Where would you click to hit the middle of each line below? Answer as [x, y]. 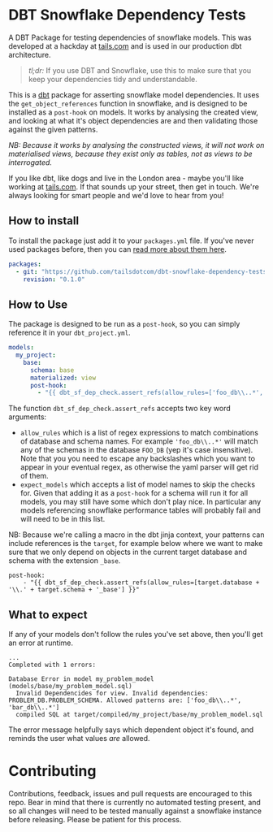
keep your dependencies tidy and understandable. [113, 79]
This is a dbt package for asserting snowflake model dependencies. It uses [134, 94]
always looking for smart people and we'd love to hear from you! [116, 195]
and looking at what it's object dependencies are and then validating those [133, 120]
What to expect [48, 615]
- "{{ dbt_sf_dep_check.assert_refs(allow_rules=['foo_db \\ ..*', [151, 393]
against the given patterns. [53, 129]
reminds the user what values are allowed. [79, 739]
